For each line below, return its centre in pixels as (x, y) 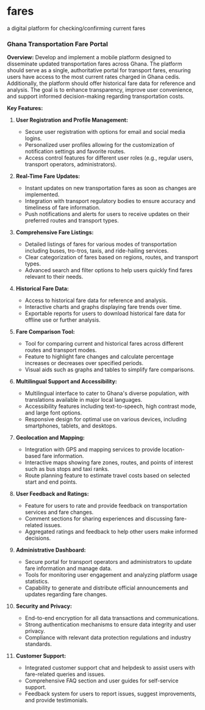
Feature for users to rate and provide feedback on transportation (106, 506)
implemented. (42, 194)
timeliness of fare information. (63, 208)
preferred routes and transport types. (72, 221)
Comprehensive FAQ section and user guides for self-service (102, 681)
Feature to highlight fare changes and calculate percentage (99, 357)
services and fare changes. (59, 512)
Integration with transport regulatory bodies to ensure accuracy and (110, 201)
